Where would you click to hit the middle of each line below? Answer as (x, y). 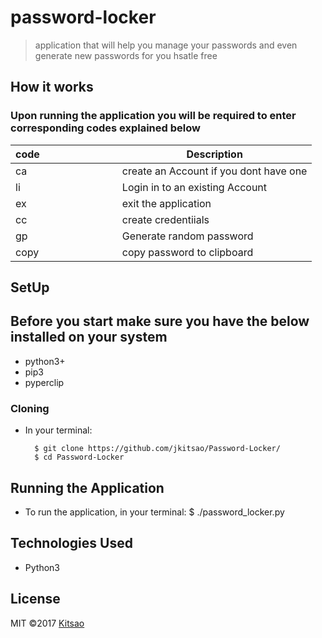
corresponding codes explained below (105, 128)
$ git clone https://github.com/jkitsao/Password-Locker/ (157, 449)
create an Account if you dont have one (214, 171)
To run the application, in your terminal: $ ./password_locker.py (154, 512)
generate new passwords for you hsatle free (126, 55)
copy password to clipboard (187, 252)
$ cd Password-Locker (79, 457)
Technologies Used (71, 543)
